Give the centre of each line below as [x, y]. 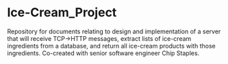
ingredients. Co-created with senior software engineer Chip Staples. [103, 53]
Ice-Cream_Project [62, 13]
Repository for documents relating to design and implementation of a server [114, 31]
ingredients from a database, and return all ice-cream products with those [111, 46]
